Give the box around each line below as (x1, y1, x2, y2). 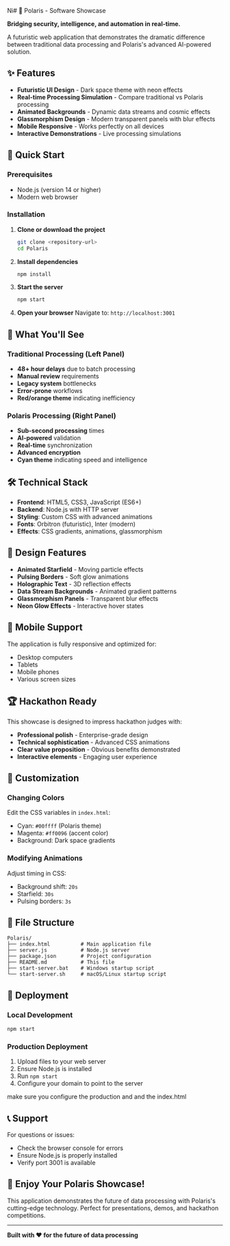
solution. (7, 48, 32, 56)
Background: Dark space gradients (16, 837, 116, 845)
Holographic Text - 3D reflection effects (16, 579, 131, 588)
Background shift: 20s (16, 882, 79, 891)
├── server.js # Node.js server (7, 947, 130, 954)
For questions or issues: (7, 1131, 75, 1138)
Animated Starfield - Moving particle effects (16, 565, 144, 573)
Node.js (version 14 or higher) (16, 185, 101, 193)
